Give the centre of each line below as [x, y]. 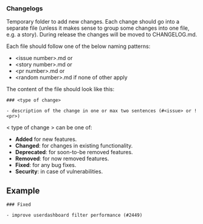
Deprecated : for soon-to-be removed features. [74, 152]
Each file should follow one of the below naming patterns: [78, 46]
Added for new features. [46, 139]
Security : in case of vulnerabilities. [59, 172]
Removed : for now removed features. [62, 158]
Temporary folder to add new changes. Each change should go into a [93, 22]
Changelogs [25, 8]
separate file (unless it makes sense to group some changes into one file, [98, 28]
